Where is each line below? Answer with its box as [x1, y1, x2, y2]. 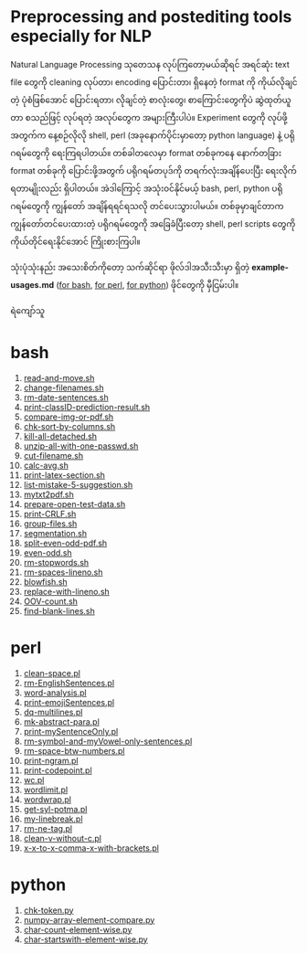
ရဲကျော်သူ [10, 304, 45, 316]
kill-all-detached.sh [23, 430, 98, 441]
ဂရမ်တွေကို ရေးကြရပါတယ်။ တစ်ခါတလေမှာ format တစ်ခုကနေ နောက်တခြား [10, 147, 282, 158]
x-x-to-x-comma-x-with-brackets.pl [23, 843, 159, 853]
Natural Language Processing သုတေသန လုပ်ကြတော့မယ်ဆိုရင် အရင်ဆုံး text [10, 58, 291, 69]
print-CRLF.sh [23, 508, 77, 519]
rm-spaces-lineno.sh [23, 567, 103, 578]
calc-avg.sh [23, 460, 69, 471]
